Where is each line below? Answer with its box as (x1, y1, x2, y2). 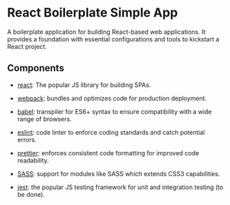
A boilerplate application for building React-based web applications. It (7, 28, 206, 36)
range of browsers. (17, 115, 72, 123)
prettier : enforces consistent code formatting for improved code (17, 148, 200, 157)
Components (7, 62, 64, 74)
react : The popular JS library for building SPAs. (17, 81, 151, 89)
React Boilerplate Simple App (7, 5, 178, 21)
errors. (17, 135, 37, 144)
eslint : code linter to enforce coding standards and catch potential (17, 128, 205, 136)
